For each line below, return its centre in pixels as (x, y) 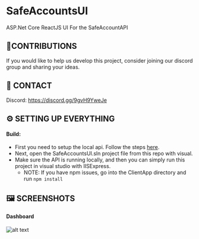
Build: (14, 134)
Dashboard (20, 216)
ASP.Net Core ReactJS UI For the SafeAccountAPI (67, 27)
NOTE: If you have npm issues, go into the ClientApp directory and (105, 173)
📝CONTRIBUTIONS (42, 46)
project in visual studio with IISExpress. (63, 166)
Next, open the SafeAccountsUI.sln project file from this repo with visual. (104, 154)
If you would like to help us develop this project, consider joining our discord (99, 60)
